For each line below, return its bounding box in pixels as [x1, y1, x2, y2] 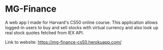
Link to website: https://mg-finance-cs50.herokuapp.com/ [5, 39, 122, 45]
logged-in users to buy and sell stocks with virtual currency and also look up [5, 24, 159, 30]
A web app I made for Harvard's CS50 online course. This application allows [5, 19, 158, 25]
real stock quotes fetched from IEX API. [5, 30, 84, 35]
